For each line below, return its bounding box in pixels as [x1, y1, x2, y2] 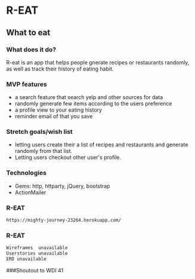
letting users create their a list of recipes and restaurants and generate [14, 141, 188, 148]
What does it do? [6, 45, 57, 54]
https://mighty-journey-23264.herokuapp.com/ [6, 217, 121, 223]
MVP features [6, 80, 47, 88]
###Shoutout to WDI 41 [6, 266, 64, 274]
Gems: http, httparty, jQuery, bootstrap [14, 182, 110, 189]
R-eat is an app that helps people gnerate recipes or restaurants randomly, [6, 59, 190, 66]
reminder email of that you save [14, 113, 93, 120]
